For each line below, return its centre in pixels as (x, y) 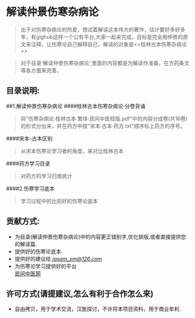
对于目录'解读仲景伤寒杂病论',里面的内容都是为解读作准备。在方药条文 (105, 63)
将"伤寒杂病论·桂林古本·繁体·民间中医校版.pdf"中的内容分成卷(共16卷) (104, 118)
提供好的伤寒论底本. (38, 251)
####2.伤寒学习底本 (31, 188)
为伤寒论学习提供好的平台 (46, 266)
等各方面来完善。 (41, 70)
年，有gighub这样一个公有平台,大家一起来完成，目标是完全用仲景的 (102, 37)
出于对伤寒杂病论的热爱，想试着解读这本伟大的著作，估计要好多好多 (103, 29)
